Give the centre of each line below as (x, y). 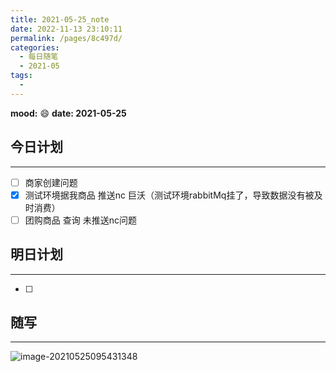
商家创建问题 (51, 182)
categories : (35, 47)
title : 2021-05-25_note (60, 19)
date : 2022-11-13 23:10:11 (66, 29)
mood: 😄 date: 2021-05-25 (68, 113)
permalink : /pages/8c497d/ (66, 38)
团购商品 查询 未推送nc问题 (80, 220)
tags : (21, 76)
